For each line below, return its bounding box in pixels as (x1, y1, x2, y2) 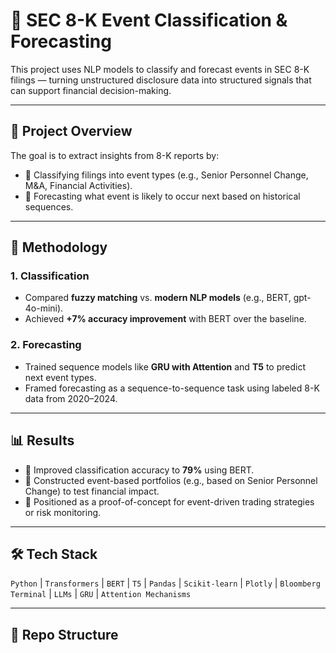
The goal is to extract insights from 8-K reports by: (10, 149, 220, 161)
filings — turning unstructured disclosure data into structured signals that (10, 74, 312, 86)
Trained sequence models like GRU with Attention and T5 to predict (24, 360, 306, 373)
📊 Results (10, 432, 75, 449)
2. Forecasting (10, 338, 82, 352)
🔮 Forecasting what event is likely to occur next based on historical (24, 190, 301, 202)
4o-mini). (24, 302, 64, 314)
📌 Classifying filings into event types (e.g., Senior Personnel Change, (24, 169, 309, 181)
